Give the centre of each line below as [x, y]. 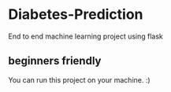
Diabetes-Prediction [76, 15]
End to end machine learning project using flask [86, 36]
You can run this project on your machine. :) [80, 79]
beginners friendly [55, 61]
